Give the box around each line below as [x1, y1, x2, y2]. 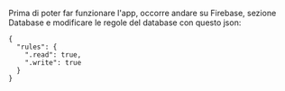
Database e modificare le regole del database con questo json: [8, 17, 242, 28]
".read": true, [24, 50, 82, 59]
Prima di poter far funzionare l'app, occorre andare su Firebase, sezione [8, 8, 277, 18]
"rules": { [16, 42, 58, 51]
